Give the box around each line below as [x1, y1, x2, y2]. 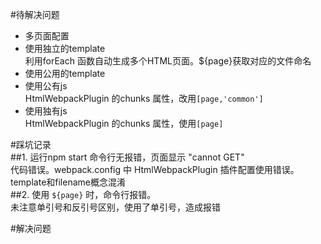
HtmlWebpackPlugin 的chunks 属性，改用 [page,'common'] [24, 93, 264, 104]
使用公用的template [24, 68, 106, 79]
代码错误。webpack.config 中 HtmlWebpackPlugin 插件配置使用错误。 [10, 164, 300, 175]
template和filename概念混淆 [10, 176, 126, 188]
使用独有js [24, 105, 68, 117]
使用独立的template [24, 43, 106, 54]
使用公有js [24, 80, 68, 92]
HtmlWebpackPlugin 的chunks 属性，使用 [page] [24, 118, 224, 129]
